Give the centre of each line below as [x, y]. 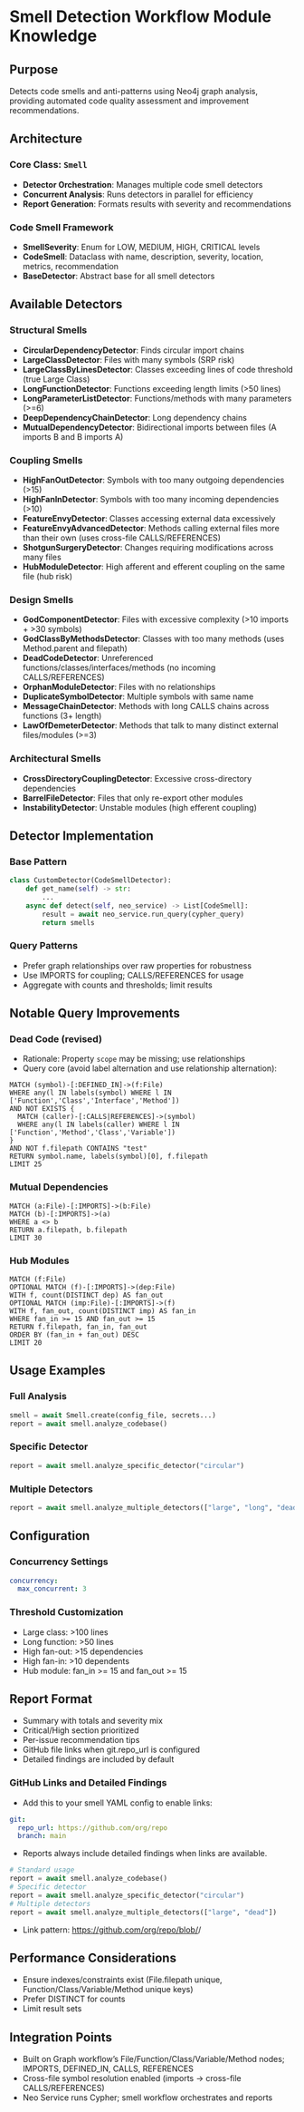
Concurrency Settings [59, 1562]
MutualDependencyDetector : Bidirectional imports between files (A [150, 427]
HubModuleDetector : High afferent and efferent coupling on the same [153, 566]
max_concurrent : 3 [52, 1589]
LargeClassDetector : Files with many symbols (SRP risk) [128, 359]
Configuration [50, 1536]
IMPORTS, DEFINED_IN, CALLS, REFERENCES [108, 2068]
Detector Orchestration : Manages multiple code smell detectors [142, 184]
